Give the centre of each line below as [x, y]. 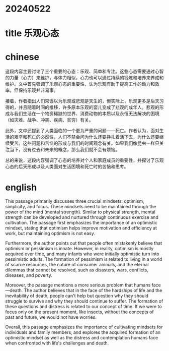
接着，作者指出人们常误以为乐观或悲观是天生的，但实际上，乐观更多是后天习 [84, 101]
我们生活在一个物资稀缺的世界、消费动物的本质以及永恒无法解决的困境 [87, 113]
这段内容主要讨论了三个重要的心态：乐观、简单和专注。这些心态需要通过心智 [84, 72]
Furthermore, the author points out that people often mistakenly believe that [84, 243]
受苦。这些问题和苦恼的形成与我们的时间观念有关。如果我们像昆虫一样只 [84, 143]
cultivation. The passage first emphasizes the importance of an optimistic [81, 223]
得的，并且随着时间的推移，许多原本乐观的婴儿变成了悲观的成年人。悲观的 [82, 107]
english [21, 187]
